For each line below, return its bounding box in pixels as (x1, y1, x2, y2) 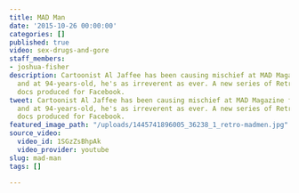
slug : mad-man (9, 153, 62, 163)
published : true (9, 37, 69, 47)
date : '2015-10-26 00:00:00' (9, 21, 117, 30)
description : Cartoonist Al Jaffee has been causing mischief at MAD (9, 71, 273, 80)
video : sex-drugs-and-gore (9, 46, 109, 55)
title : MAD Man (9, 12, 66, 22)
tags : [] (9, 162, 42, 171)
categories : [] (9, 29, 66, 38)
